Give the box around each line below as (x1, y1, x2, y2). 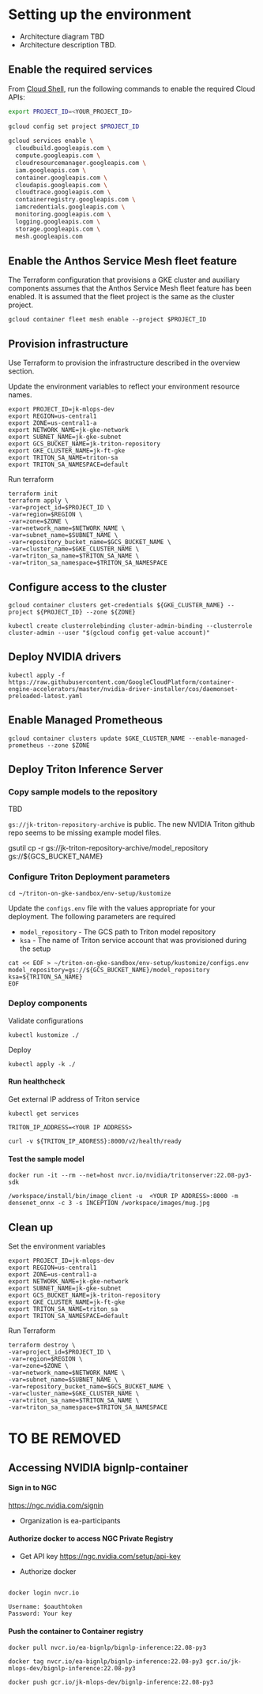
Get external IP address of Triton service (8, 1095, 141, 1104)
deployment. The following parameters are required (8, 911, 176, 921)
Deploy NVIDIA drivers (8, 650, 122, 664)
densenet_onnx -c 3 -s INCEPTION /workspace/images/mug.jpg (8, 1199, 211, 1208)
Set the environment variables (8, 1241, 106, 1251)
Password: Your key (8, 1609, 73, 1618)
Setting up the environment (8, 6, 192, 24)
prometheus (8, 741, 44, 749)
